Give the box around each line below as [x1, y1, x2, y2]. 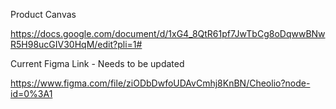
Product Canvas [10, 9, 77, 20]
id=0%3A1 [10, 88, 53, 99]
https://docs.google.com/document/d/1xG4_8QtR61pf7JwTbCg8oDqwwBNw [10, 28, 326, 39]
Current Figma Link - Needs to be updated [10, 58, 185, 69]
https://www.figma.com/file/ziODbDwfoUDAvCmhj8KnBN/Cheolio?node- [10, 77, 311, 89]
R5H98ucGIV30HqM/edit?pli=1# [10, 39, 143, 50]
